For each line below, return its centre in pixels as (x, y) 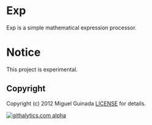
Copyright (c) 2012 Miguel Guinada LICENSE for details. (76, 103)
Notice (24, 52)
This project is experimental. (42, 69)
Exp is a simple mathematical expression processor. (71, 28)
